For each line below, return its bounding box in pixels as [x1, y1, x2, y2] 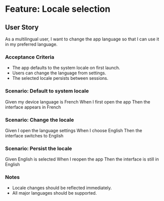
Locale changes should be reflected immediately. [12, 185, 112, 191]
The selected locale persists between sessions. [12, 75, 109, 81]
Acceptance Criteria [5, 53, 55, 60]
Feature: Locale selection [5, 3, 110, 15]
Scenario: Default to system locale [5, 88, 89, 95]
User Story [5, 23, 39, 32]
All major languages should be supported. [12, 190, 97, 196]
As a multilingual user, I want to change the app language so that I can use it [5, 36, 160, 42]
